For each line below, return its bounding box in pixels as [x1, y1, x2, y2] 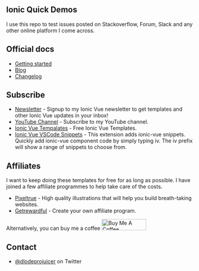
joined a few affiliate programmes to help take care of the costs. [6, 183, 163, 190]
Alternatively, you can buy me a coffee [6, 225, 101, 232]
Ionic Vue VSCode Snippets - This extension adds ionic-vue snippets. [14, 131, 186, 138]
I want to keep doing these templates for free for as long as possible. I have [6, 177, 191, 184]
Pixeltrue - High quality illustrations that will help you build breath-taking [14, 195, 192, 202]
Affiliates [6, 161, 41, 171]
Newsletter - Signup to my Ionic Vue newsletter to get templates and [14, 105, 183, 113]
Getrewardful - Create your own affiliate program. [14, 207, 137, 214]
